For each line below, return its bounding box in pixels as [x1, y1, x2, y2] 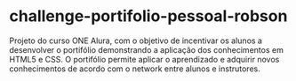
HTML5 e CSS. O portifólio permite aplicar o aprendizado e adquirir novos [9, 54, 280, 64]
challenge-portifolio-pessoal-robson [9, 6, 288, 26]
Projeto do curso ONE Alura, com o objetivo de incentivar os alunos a [9, 35, 262, 46]
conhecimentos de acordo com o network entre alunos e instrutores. [9, 63, 260, 74]
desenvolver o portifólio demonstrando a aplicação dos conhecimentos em [9, 44, 284, 55]
